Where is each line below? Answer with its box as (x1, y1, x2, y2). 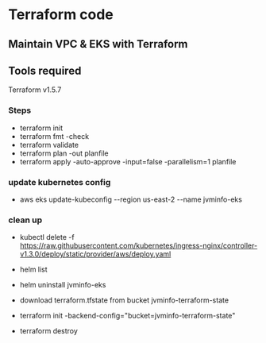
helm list (19, 264, 48, 275)
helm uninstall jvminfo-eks (19, 280, 106, 290)
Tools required (8, 64, 82, 77)
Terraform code (8, 6, 114, 24)
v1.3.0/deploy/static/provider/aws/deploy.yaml (19, 249, 172, 259)
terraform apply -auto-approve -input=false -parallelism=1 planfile (19, 156, 237, 166)
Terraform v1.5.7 (8, 85, 62, 94)
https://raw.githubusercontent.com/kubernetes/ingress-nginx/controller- (19, 241, 258, 251)
